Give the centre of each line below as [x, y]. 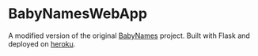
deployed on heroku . [42, 43]
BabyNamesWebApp [78, 14]
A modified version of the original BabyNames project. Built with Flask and [129, 35]
